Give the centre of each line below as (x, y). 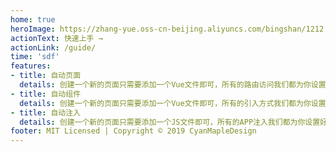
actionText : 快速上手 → (56, 38)
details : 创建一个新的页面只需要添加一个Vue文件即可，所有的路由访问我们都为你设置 (173, 85)
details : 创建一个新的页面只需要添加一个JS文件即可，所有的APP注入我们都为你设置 (170, 122)
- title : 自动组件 (46, 94)
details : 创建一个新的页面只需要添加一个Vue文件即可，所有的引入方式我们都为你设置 (173, 103)
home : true (33, 19)
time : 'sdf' (35, 57)
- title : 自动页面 (46, 76)
